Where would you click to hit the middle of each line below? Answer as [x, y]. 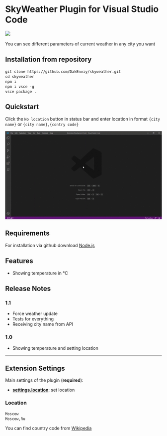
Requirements [27, 233]
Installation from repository [48, 60]
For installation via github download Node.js [50, 245]
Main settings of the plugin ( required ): [44, 380]
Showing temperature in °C [40, 273]
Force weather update [35, 314]
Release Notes [28, 288]
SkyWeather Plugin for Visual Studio [82, 9]
